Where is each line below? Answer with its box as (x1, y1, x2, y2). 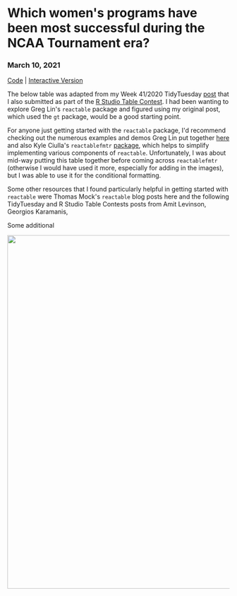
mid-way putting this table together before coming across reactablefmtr (7, 156, 218, 165)
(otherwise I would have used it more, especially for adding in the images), (7, 164, 224, 173)
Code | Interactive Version (7, 76, 83, 85)
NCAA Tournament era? (7, 35, 150, 51)
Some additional (7, 221, 55, 230)
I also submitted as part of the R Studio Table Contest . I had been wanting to (7, 98, 229, 106)
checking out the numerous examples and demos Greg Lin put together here (7, 134, 230, 142)
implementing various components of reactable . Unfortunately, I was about (7, 148, 226, 157)
